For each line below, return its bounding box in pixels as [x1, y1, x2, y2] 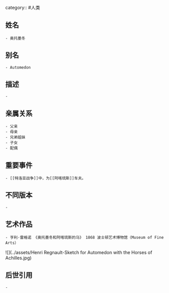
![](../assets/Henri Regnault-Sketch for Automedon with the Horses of [5, 249, 153, 255]
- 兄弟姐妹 [5, 135, 26, 140]
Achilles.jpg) [5, 255, 32, 261]
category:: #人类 [5, 5, 40, 10]
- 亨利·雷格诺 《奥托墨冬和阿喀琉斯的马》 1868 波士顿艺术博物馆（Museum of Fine [5, 235, 164, 240]
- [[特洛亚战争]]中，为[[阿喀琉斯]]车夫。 [5, 176, 86, 181]
